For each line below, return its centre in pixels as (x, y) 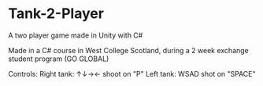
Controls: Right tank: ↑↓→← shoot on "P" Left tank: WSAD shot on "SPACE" (132, 73)
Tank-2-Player (56, 14)
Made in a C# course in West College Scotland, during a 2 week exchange (129, 50)
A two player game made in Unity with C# (76, 35)
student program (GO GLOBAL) (59, 59)
